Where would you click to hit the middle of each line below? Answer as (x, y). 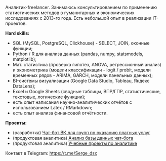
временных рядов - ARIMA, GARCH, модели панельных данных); (82, 75)
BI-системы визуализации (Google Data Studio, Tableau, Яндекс (81, 81)
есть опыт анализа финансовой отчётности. (60, 113)
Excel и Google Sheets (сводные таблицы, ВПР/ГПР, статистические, (87, 91)
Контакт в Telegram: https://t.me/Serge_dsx (51, 153)
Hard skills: (17, 33)
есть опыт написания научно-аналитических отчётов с (72, 102)
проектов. (16, 23)
